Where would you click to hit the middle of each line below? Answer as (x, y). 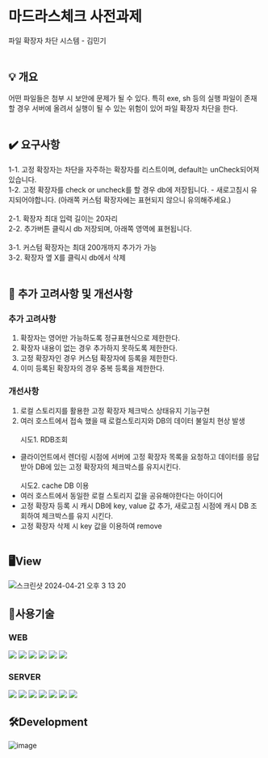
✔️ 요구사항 (34, 145)
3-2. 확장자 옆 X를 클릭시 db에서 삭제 (67, 257)
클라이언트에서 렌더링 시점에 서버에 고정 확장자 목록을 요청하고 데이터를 (132, 456)
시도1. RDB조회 (44, 439)
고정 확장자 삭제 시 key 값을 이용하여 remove (91, 526)
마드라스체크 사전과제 (75, 17)
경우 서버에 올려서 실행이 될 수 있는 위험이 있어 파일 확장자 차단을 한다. (127, 108)
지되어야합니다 (31, 200)
